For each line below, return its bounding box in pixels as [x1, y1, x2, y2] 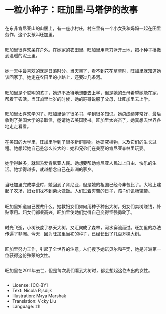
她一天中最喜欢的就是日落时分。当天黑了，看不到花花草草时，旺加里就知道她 [5, 68, 161, 74]
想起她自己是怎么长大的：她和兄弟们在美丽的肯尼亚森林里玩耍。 [18, 145, 148, 151]
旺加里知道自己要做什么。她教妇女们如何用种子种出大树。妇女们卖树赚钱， [5, 203, 157, 209]
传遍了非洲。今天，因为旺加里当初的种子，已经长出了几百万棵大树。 [5, 231, 144, 237]
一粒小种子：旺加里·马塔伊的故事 [5, 4, 138, 16]
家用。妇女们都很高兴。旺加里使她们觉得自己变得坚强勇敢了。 [9, 209, 135, 215]
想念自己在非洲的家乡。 [48, 166, 96, 172]
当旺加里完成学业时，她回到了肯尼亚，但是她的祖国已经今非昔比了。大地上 [5, 182, 157, 188]
